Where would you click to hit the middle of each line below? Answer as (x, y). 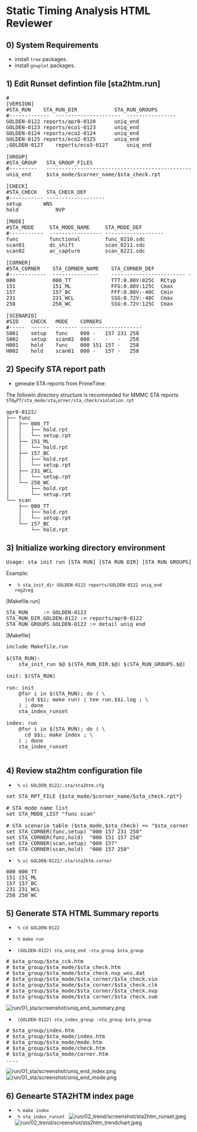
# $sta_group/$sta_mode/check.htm (56, 1048)
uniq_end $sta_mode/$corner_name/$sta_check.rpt (84, 174)
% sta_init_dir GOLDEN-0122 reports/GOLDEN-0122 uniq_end (90, 585)
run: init (20, 687)
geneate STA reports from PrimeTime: (60, 383)
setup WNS (29, 204)
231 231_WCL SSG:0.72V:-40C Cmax (90, 298)
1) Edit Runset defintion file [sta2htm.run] (83, 84)
